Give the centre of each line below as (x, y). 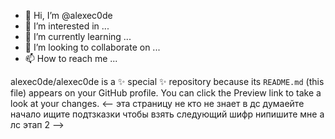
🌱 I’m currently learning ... (78, 36)
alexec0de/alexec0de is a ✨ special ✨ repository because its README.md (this (167, 81)
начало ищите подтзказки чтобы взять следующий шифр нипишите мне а (167, 114)
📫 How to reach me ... (71, 58)
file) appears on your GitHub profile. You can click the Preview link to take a (166, 93)
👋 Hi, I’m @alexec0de (68, 15)
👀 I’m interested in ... (67, 26)
